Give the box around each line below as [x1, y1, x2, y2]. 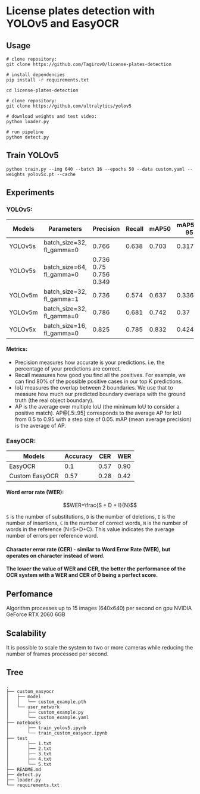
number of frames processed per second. [6, 650, 109, 658]
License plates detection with [6, 4, 155, 18]
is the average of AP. [14, 422, 67, 429]
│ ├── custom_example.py [6, 709, 84, 715]
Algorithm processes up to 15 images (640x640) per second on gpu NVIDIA [6, 605, 192, 612]
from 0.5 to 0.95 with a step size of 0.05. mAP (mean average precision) [14, 415, 192, 423]
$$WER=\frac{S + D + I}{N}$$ [62, 501, 137, 509]
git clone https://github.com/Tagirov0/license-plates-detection [6, 61, 171, 67]
